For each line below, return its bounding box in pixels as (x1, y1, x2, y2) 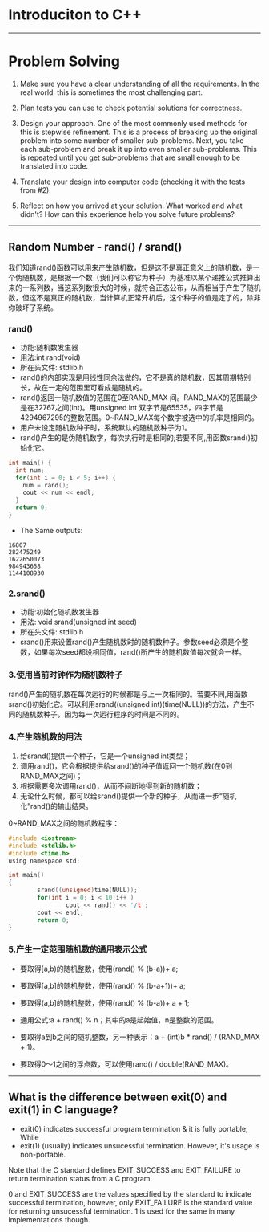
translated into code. (19, 161, 89, 170)
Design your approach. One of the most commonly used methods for (19, 118, 248, 128)
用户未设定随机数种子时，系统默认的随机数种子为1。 (19, 422, 192, 432)
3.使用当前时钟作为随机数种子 (8, 669, 123, 680)
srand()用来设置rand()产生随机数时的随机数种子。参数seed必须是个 (19, 637, 242, 647)
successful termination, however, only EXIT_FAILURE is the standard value (8, 1198, 253, 1208)
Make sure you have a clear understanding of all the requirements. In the (19, 79, 260, 88)
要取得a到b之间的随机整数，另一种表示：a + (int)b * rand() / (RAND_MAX (19, 1032, 260, 1042)
